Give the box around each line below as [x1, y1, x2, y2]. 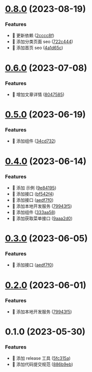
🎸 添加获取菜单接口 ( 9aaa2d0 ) [12, 215, 73, 221]
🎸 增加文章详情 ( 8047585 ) [12, 92, 65, 97]
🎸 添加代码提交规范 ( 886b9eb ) [12, 361, 74, 368]
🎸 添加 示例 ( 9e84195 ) [12, 185, 56, 190]
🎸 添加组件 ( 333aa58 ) [12, 209, 56, 215]
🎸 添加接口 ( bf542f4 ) [12, 191, 55, 197]
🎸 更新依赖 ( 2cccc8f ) [12, 33, 55, 39]
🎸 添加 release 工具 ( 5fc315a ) [12, 355, 71, 361]
